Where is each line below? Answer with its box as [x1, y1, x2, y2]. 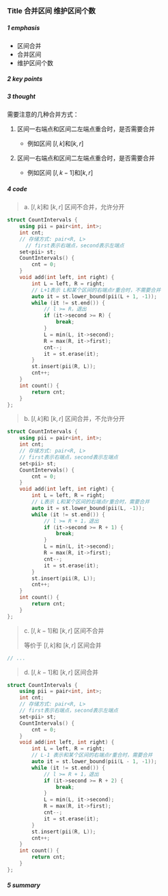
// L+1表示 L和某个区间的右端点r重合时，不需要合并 [31, 287, 161, 293]
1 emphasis [7, 23, 40, 32]
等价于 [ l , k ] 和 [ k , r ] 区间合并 [23, 641, 102, 649]
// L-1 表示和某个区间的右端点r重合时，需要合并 [31, 752, 153, 759]
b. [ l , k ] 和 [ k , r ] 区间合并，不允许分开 [23, 415, 125, 423]
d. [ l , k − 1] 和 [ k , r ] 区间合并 [23, 668, 99, 676]
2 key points [7, 75, 43, 83]
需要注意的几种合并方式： [7, 110, 79, 119]
